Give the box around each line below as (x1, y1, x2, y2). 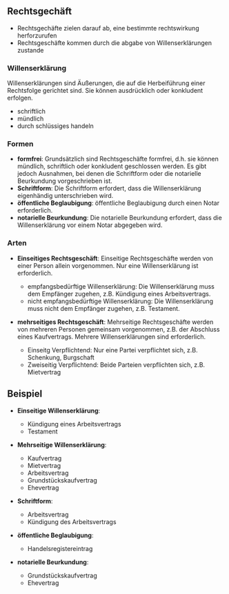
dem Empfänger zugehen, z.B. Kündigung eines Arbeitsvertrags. (27, 289, 211, 298)
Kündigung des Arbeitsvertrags (27, 517, 117, 525)
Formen (7, 139, 34, 149)
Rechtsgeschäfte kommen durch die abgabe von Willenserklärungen (17, 38, 212, 47)
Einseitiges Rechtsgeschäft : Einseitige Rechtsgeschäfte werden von (17, 254, 214, 262)
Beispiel (7, 388, 43, 400)
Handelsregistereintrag (27, 544, 93, 552)
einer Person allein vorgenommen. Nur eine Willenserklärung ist (17, 261, 199, 269)
